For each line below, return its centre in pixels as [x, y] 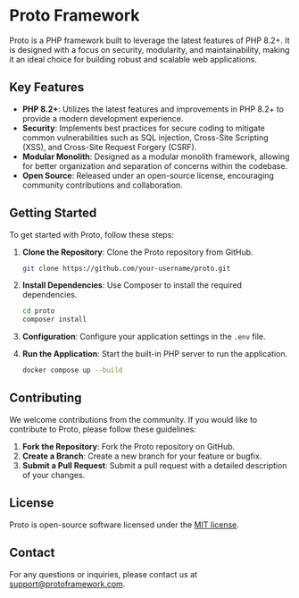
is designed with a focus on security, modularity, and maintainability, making [149, 49]
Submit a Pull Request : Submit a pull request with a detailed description [154, 465]
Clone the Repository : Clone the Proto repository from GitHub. [137, 252]
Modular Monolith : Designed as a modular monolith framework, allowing [156, 156]
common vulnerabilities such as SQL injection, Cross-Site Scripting [145, 137]
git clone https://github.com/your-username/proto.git [126, 268]
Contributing [46, 398]
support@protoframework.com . [67, 584]
